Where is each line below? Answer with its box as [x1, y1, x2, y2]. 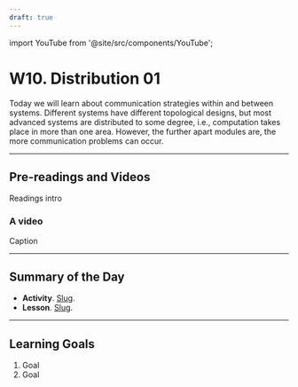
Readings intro [9, 193, 62, 204]
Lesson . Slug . [21, 303, 74, 313]
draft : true [9, 12, 53, 22]
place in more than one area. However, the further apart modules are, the [9, 126, 277, 137]
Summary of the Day [9, 270, 125, 285]
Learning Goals [9, 336, 96, 351]
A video [9, 215, 43, 227]
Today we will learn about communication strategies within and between [9, 98, 273, 108]
